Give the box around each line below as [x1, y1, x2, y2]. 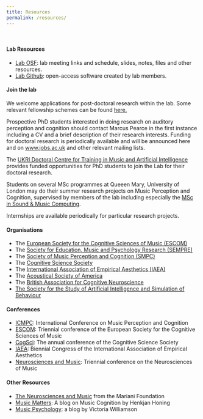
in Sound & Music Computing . [6, 200, 81, 207]
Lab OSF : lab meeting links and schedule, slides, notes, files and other [15, 59, 192, 66]
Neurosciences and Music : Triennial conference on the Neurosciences [15, 358, 193, 366]
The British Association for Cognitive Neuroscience [15, 279, 144, 286]
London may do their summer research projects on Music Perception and [6, 187, 190, 195]
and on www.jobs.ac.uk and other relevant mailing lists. [6, 144, 145, 151]
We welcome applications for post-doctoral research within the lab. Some [6, 99, 191, 107]
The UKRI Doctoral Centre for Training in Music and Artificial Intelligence [6, 155, 188, 163]
